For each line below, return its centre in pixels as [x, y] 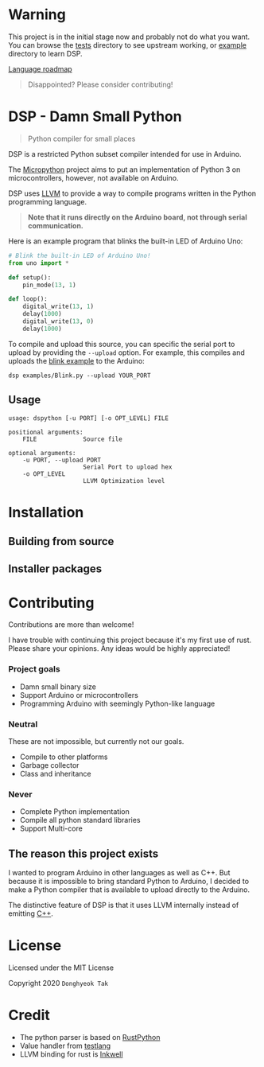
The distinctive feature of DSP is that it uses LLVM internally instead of [124, 905]
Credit [29, 1015]
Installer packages [55, 569]
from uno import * [39, 263]
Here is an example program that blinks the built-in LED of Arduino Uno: [126, 241]
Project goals [35, 669]
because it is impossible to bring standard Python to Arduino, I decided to [128, 882]
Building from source [61, 541]
